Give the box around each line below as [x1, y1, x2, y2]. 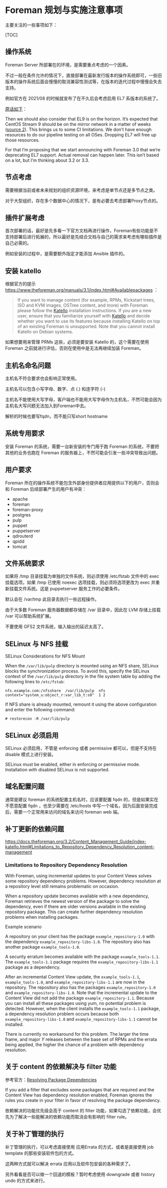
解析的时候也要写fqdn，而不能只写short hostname [5, 414, 108, 419]
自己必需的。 [5, 240, 31, 246]
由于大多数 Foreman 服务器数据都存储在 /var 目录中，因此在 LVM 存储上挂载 [5, 607, 161, 613]
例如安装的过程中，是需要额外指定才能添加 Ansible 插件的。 [5, 251, 128, 257]
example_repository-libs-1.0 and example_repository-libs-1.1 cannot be [5, 1016, 158, 1022]
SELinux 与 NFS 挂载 [5, 640, 69, 648]
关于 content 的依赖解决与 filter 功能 [5, 1063, 117, 1071]
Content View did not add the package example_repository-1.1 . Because [5, 995, 155, 1001]
